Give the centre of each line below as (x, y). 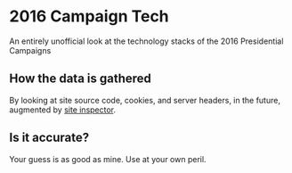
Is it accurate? (49, 138)
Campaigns (30, 50)
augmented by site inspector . (63, 110)
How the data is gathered (80, 79)
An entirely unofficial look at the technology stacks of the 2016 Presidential (146, 41)
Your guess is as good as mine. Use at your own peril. (108, 159)
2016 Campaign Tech (89, 16)
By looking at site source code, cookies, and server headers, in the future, (145, 100)
